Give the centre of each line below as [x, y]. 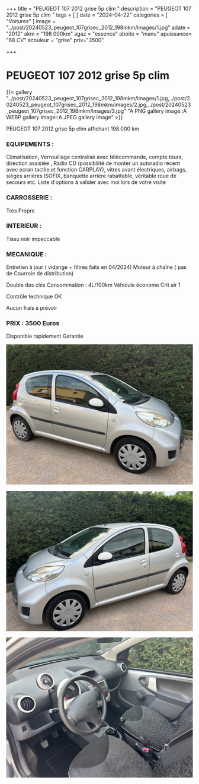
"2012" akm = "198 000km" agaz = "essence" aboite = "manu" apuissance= [99, 34]
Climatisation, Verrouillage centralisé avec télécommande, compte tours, [95, 157]
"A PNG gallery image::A [157, 111]
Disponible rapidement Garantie [45, 336]
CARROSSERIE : [29, 198]
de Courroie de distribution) [40, 274]
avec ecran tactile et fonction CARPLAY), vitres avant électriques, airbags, [97, 170]
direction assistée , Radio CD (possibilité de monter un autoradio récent [93, 163]
